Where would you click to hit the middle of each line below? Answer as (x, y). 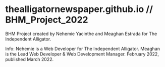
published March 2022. (30, 59)
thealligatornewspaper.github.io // (79, 9)
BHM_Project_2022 (47, 20)
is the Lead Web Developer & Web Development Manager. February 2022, (82, 54)
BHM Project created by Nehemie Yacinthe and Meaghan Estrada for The (81, 33)
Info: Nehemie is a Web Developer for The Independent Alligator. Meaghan (83, 48)
